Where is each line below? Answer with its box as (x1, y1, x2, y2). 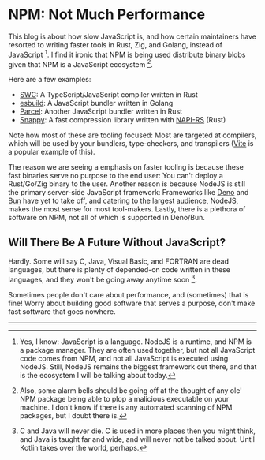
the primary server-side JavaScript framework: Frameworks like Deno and (8, 188, 249, 197)
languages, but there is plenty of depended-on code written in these (8, 265, 231, 275)
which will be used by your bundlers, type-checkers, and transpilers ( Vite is (8, 139, 254, 148)
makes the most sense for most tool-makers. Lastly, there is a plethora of (8, 204, 246, 214)
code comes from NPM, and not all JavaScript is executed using (19, 353, 229, 363)
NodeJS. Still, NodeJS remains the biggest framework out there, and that (19, 361, 257, 372)
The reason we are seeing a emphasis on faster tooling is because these (8, 163, 244, 172)
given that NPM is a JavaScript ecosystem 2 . (8, 58, 154, 69)
